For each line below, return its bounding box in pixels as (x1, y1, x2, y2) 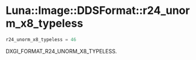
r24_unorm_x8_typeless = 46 (5, 36, 77, 42)
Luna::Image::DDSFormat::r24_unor (5, 4, 190, 18)
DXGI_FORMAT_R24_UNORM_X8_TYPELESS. (5, 47, 117, 55)
